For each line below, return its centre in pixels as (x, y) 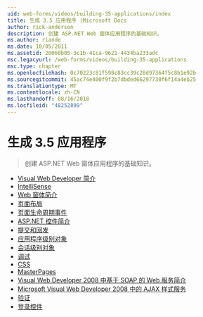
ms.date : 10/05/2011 (38, 46)
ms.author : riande (34, 40)
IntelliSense (34, 186)
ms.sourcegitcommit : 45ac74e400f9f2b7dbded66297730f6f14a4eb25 (102, 79)
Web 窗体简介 (37, 194)
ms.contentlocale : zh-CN (44, 92)
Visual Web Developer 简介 (57, 178)
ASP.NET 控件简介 (44, 221)
